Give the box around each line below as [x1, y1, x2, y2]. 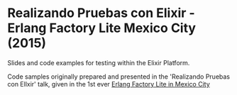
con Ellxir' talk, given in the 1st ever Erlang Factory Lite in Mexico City [7, 79, 211, 88]
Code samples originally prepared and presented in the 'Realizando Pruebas [7, 72, 231, 81]
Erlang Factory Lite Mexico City [7, 20, 197, 36]
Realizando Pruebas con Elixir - [7, 5, 195, 21]
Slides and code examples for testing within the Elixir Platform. [7, 58, 190, 67]
